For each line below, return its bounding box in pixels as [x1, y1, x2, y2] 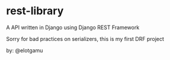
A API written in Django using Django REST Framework [6, 24, 140, 31]
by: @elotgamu [6, 46, 43, 54]
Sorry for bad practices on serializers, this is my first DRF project [6, 35, 165, 42]
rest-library [6, 4, 64, 18]
